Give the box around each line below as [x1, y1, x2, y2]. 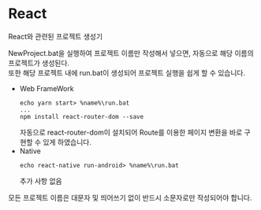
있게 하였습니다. [43, 137, 92, 146]
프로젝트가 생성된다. [8, 58, 69, 68]
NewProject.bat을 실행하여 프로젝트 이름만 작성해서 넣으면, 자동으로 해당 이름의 [8, 48, 254, 57]
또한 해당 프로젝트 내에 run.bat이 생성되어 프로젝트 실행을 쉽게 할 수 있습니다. [8, 68, 246, 77]
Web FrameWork [19, 83, 74, 93]
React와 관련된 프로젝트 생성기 [8, 31, 103, 41]
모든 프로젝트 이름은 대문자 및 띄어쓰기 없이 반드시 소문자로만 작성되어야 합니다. [8, 193, 252, 202]
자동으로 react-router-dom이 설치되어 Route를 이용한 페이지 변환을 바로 [19, 127, 243, 137]
